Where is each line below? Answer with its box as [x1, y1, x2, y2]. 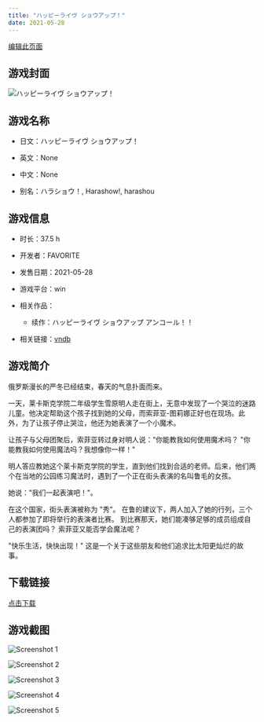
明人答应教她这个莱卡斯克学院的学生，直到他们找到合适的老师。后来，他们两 [8, 461, 256, 471]
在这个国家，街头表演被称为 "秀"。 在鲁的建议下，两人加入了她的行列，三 [8, 504, 246, 514]
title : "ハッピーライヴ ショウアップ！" [8, 11, 126, 20]
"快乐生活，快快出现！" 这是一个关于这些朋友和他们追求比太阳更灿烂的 [8, 541, 237, 550]
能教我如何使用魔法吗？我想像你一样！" [8, 445, 136, 454]
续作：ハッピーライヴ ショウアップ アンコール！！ [31, 317, 194, 327]
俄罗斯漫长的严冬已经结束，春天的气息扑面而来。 [8, 382, 167, 391]
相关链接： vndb [19, 334, 71, 343]
